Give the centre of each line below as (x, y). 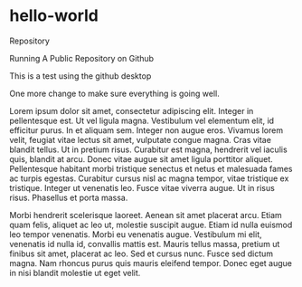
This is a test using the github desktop (80, 76)
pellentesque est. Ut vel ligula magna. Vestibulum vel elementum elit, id (142, 120)
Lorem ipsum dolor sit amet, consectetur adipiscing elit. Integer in (132, 110)
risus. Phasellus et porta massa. (69, 197)
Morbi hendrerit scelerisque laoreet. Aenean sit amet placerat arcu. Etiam (146, 215)
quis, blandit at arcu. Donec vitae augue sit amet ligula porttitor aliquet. (141, 158)
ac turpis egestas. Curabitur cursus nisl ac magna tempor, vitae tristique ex (149, 178)
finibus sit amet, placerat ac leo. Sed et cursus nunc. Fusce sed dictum (142, 254)
